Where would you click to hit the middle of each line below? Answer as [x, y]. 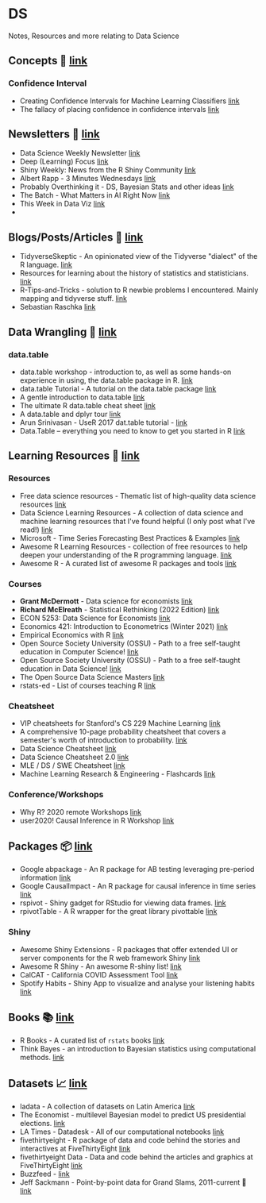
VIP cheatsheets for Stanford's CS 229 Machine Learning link [120, 723]
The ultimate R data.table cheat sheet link [88, 405]
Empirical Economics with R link [72, 634]
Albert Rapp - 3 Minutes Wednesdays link [88, 179]
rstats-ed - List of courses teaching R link [88, 685]
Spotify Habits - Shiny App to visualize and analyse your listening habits [137, 983]
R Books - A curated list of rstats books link [92, 1040]
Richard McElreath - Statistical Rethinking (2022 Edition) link [120, 609]
